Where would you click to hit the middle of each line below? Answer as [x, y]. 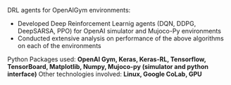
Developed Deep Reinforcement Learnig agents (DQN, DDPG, [107, 23]
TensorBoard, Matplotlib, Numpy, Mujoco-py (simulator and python [108, 67]
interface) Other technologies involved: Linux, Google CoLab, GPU [105, 74]
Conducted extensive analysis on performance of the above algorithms [120, 38]
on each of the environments [59, 46]
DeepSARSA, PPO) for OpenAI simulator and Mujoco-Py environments [119, 31]
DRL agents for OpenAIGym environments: [69, 10]
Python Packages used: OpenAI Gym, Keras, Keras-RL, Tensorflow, [107, 59]
